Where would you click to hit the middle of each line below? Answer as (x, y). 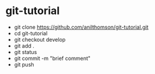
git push (24, 64)
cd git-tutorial (31, 33)
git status (25, 52)
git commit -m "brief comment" (52, 58)
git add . (24, 46)
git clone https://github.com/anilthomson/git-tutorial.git (81, 27)
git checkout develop (40, 39)
